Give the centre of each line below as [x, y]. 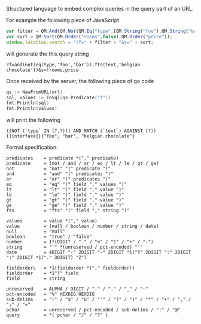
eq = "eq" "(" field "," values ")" [67, 185]
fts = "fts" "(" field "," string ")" [68, 211]
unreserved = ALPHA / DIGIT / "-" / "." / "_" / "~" [77, 289]
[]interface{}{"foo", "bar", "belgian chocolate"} [71, 136]
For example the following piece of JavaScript [63, 20]
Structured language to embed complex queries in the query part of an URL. [100, 9]
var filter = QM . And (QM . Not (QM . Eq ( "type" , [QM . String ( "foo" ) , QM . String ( [98, 31]
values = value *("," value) [52, 221]
